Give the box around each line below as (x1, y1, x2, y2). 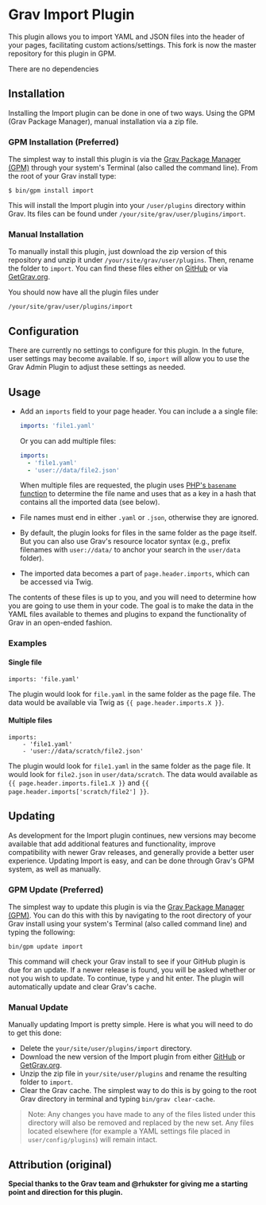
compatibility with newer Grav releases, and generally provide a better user (8, 847, 255, 857)
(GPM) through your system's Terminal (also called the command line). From (8, 163, 258, 172)
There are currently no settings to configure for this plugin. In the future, (8, 345, 245, 355)
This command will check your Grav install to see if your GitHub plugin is (8, 957, 246, 966)
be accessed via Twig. (19, 577, 94, 587)
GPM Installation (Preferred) (8, 137, 119, 148)
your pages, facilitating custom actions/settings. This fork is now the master (8, 40, 256, 49)
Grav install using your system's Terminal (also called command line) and (8, 918, 248, 928)
